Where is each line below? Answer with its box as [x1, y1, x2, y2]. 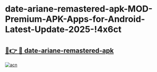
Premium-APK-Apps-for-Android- [5, 14, 145, 25]
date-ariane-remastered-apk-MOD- [5, 3, 153, 14]
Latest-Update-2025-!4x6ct [5, 24, 122, 35]
